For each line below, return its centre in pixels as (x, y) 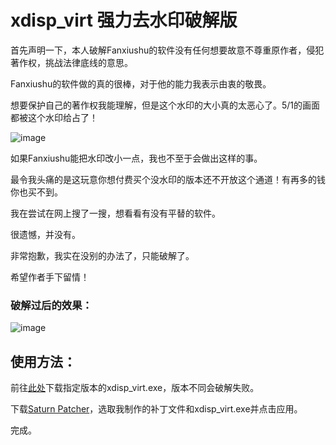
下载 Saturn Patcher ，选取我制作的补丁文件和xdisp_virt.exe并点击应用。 (156, 409)
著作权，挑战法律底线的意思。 (71, 62)
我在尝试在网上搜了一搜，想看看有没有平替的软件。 (115, 213)
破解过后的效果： (51, 305)
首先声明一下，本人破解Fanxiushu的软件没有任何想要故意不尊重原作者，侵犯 (167, 50)
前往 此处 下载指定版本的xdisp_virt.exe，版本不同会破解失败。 (135, 388)
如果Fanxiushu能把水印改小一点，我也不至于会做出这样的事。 (136, 158)
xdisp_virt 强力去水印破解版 (124, 20)
